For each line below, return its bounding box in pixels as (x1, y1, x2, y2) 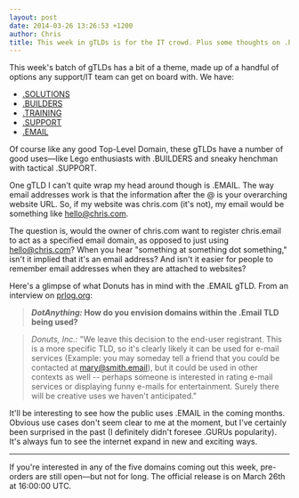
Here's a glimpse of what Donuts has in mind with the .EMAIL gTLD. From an (9, 281, 289, 292)
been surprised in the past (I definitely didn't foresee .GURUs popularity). (9, 427, 278, 438)
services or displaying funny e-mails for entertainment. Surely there (30, 382, 279, 392)
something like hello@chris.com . (9, 208, 129, 219)
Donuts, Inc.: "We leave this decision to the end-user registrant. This (30, 334, 282, 345)
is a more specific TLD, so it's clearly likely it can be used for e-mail (30, 343, 279, 354)
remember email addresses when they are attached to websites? (9, 263, 246, 274)
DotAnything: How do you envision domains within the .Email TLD (30, 308, 279, 318)
